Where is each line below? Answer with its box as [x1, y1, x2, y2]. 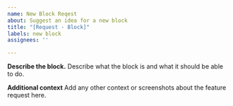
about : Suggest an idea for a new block [7, 17, 129, 24]
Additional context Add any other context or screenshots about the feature [7, 83, 227, 92]
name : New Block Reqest [7, 10, 78, 18]
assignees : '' [7, 37, 49, 44]
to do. [7, 70, 25, 78]
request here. [7, 91, 47, 100]
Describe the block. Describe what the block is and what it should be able [7, 62, 224, 71]
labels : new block [7, 30, 61, 37]
